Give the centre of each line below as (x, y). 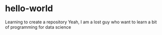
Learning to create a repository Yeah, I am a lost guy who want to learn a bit (81, 22)
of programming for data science (38, 27)
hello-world (29, 9)
